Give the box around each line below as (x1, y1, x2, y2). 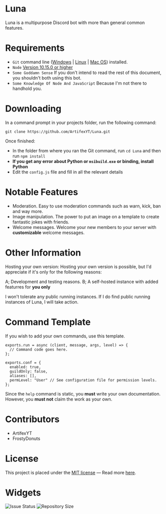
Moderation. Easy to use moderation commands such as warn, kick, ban (12, 203, 161, 209)
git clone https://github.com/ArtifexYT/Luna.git (5, 129, 111, 134)
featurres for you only (5, 283, 51, 290)
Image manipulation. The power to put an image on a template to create (12, 213, 160, 219)
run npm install (12, 153, 46, 159)
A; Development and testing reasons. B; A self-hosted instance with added (5, 278, 159, 284)
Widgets (5, 487, 41, 498)
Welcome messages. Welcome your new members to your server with (12, 224, 157, 230)
